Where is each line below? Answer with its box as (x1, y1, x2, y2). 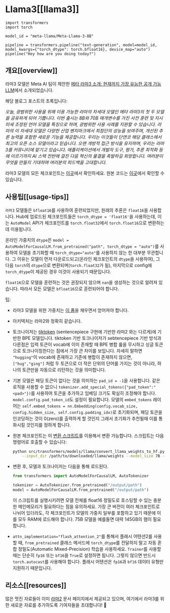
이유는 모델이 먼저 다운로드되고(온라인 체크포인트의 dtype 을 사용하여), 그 (17, 256, 160, 262)
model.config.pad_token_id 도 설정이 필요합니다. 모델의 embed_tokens (12, 396, 152, 402)
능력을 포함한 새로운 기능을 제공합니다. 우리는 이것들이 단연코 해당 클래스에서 (10, 134, 162, 140)
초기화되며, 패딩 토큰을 (117, 409, 163, 415)
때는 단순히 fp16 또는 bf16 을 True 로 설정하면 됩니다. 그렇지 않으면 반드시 (12, 552, 156, 558)
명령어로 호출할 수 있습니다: (12, 439, 67, 445)
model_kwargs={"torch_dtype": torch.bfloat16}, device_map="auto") (5, 47, 151, 52)
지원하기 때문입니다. (12, 565, 52, 571)
